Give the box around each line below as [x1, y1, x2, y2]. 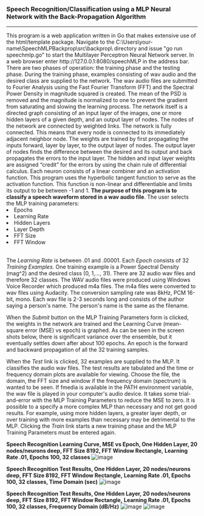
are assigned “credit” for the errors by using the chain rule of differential [6, 161, 187, 168]
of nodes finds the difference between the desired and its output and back [6, 148, 192, 156]
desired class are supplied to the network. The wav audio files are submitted [6, 77, 198, 84]
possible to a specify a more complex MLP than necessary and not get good [6, 403, 197, 410]
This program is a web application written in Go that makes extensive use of [6, 32, 196, 40]
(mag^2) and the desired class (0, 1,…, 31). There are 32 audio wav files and [6, 270, 195, 277]
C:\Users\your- [115, 38, 153, 46]
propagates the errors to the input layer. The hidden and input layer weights [6, 154, 195, 162]
